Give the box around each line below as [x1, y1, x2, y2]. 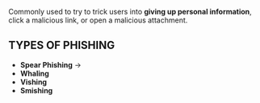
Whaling [19, 68, 50, 78]
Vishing [19, 76, 47, 87]
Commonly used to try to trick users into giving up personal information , [8, 7, 252, 16]
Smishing [19, 85, 53, 95]
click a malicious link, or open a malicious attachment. [8, 15, 188, 25]
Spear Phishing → [19, 60, 82, 69]
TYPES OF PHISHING [8, 39, 115, 52]
